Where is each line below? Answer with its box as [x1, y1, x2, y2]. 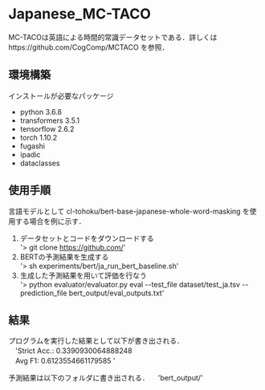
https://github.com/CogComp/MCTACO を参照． [8, 42, 169, 52]
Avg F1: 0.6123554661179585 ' [14, 356, 116, 366]
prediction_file [19, 288, 67, 298]
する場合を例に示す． [14, 216, 86, 225]
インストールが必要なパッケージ [8, 91, 114, 100]
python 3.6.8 [19, 107, 63, 116]
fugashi [19, 141, 46, 151]
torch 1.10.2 [19, 132, 58, 142]
